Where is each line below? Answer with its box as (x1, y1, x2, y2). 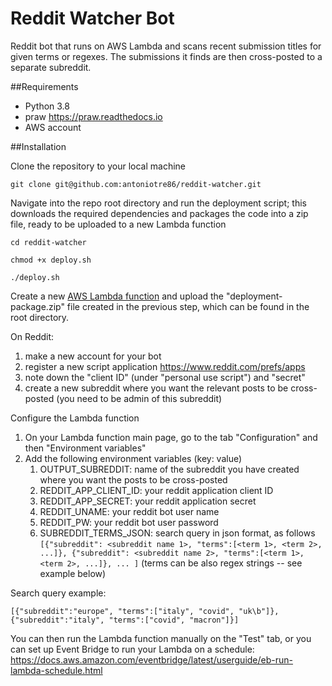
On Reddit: (10, 330, 55, 342)
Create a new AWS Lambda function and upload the (10, 290, 225, 302)
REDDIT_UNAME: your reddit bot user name (39, 505, 220, 517)
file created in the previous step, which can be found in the (66, 300, 310, 312)
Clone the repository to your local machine (10, 160, 187, 172)
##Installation (10, 140, 67, 152)
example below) (39, 567, 107, 579)
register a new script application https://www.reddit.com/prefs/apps (24, 360, 306, 372)
